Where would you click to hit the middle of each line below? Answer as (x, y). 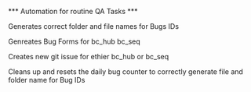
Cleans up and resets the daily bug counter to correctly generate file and (125, 72)
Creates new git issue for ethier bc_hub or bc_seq (89, 57)
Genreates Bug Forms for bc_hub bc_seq (75, 41)
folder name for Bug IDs (47, 80)
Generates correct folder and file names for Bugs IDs (93, 26)
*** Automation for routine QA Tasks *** (73, 11)
